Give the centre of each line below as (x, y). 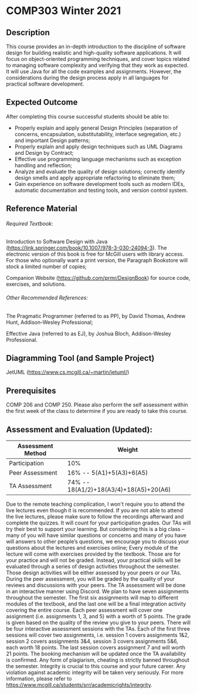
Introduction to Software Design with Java (57, 242)
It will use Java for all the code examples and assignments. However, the (94, 71)
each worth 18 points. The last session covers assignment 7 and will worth (96, 648)
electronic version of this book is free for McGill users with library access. (95, 254)
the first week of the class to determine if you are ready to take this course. (97, 411)
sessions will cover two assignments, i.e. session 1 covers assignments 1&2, (98, 635)
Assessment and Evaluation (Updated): (79, 429)
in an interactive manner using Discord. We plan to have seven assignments (97, 591)
